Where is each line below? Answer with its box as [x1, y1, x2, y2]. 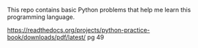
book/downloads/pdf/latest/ [7, 33, 86, 41]
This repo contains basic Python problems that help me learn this [7, 6, 191, 14]
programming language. [7, 13, 75, 21]
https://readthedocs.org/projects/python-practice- [7, 26, 151, 34]
